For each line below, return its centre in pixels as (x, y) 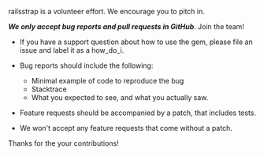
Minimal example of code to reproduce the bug (108, 81)
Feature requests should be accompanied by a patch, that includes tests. (138, 113)
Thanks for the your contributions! (64, 143)
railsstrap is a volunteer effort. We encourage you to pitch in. (106, 11)
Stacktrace (49, 89)
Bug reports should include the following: (86, 65)
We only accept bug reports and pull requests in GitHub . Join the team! (126, 26)
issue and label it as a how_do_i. (72, 50)
